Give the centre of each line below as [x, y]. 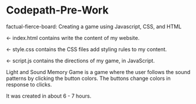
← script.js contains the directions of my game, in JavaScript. [80, 61]
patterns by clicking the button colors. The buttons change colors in [88, 78]
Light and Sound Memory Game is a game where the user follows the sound [98, 72]
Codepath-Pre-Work [57, 10]
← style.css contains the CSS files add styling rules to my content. [87, 49]
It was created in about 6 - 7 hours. [49, 96]
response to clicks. [29, 84]
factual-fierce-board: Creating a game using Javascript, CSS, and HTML [94, 26]
